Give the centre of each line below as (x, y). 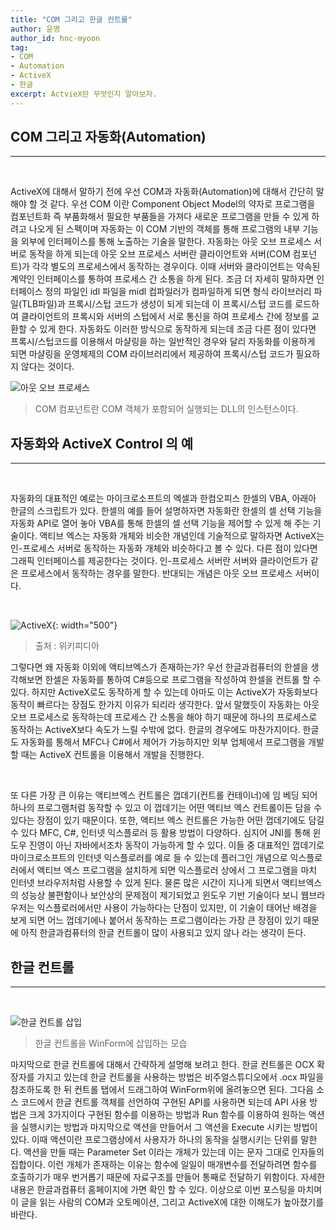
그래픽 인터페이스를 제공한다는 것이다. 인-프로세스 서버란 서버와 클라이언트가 (159, 561)
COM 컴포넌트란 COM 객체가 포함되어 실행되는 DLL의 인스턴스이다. (166, 409)
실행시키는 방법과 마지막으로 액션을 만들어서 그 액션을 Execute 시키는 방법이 (169, 1127)
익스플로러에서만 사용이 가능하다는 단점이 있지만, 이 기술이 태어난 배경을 (177, 908)
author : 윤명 (35, 29)
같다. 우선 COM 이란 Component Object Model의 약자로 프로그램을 (182, 204)
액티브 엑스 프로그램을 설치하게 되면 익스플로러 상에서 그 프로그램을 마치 (177, 870)
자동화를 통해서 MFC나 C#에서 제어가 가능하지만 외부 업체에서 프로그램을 (163, 742)
